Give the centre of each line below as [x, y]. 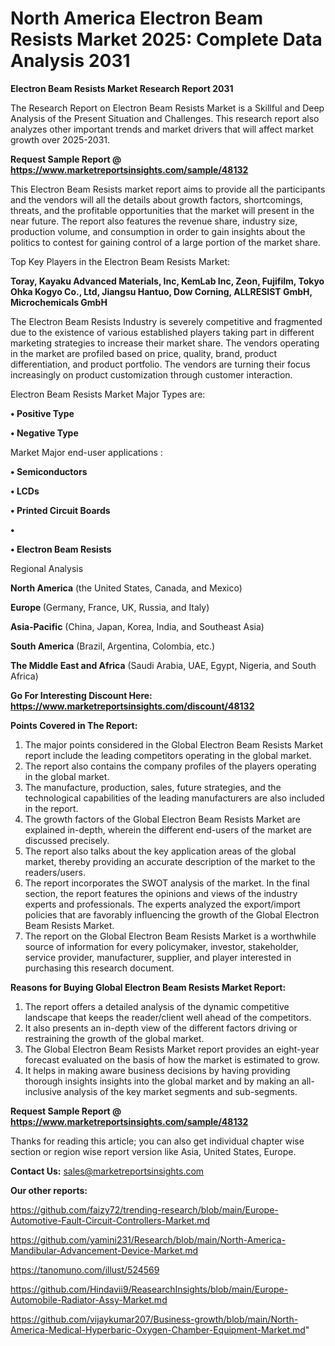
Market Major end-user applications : [86, 452]
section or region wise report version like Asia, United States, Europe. [153, 1151]
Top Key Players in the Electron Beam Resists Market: [120, 261]
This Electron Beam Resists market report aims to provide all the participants [168, 189]
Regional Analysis [47, 568]
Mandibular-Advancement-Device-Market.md [104, 1250]
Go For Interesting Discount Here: [81, 695]
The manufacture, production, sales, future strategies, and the [153, 787]
